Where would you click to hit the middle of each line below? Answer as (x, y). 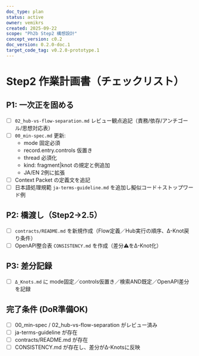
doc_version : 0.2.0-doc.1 (38, 45)
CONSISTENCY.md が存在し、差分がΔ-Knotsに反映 (78, 347)
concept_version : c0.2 (34, 39)
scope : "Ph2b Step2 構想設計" (42, 34)
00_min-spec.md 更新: (40, 135)
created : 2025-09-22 (32, 28)
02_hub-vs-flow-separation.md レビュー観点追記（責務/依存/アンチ (96, 120)
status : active (25, 17)
